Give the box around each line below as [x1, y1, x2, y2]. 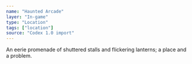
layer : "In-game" [6, 14, 49, 20]
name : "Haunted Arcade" [6, 8, 64, 15]
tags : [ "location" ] [6, 24, 54, 31]
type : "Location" [6, 19, 49, 25]
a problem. [6, 52, 32, 59]
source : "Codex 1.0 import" [6, 30, 75, 36]
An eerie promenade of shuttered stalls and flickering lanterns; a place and [6, 46, 187, 53]
